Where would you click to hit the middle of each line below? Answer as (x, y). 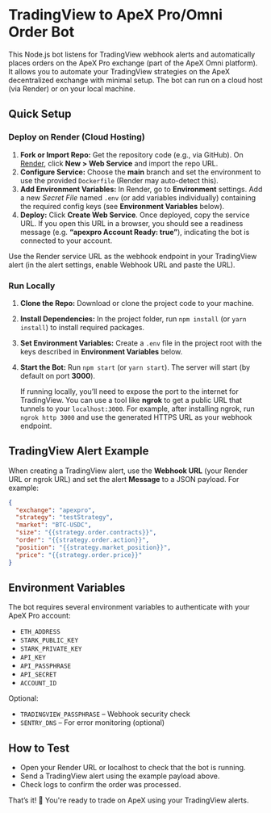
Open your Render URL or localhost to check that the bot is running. (133, 768)
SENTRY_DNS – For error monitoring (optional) (92, 723)
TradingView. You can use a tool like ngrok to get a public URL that (131, 400)
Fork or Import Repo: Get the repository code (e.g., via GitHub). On (131, 154)
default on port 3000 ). (57, 375)
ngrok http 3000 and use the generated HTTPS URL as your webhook (136, 417)
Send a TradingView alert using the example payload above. (120, 776)
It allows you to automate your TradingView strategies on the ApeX (119, 71)
